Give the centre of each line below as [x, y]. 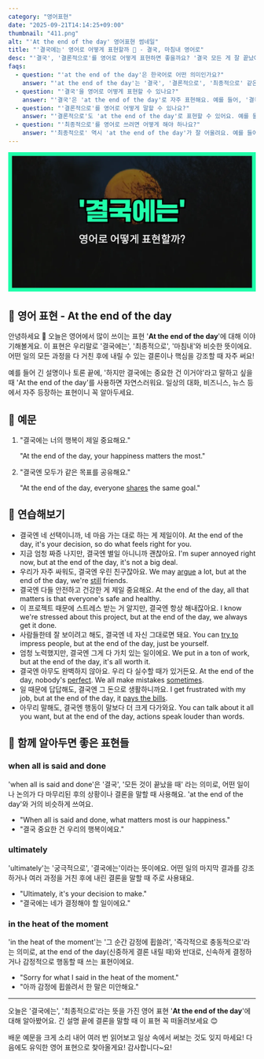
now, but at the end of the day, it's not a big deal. [99, 562]
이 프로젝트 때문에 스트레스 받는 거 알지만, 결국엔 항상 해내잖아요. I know [130, 608]
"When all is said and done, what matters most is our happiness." [125, 819]
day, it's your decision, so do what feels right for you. [106, 544]
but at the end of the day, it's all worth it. [85, 661]
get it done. [38, 625]
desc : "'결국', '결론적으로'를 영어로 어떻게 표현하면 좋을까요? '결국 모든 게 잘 [124, 58]
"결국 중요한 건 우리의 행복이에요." [71, 829]
